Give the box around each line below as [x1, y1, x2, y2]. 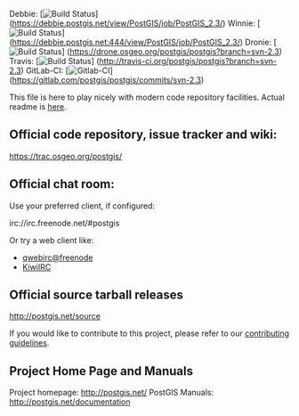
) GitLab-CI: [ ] [20, 65, 113, 76]
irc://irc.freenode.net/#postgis [9, 217, 120, 228]
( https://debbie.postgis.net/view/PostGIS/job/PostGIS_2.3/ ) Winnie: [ [9, 18, 261, 29]
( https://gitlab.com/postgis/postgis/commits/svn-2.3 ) [9, 75, 205, 85]
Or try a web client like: [9, 234, 94, 245]
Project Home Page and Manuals [9, 363, 194, 379]
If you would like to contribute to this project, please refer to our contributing [9, 328, 290, 339]
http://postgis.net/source [9, 311, 101, 322]
